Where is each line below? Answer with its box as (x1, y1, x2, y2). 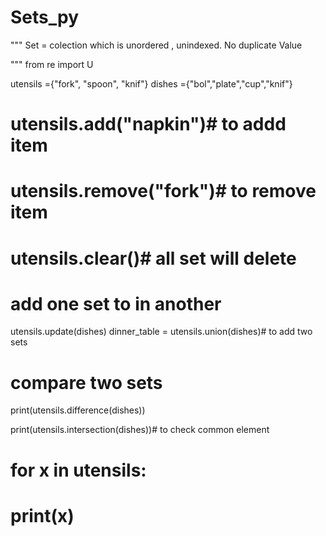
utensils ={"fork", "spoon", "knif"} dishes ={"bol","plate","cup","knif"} (10, 77, 293, 90)
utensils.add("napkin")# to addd (10, 113, 287, 136)
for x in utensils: (10, 459, 147, 481)
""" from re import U (10, 58, 94, 70)
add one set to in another (10, 292, 222, 315)
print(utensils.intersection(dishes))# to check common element (10, 424, 270, 436)
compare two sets (10, 371, 163, 394)
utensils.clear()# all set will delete (10, 247, 297, 270)
